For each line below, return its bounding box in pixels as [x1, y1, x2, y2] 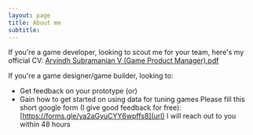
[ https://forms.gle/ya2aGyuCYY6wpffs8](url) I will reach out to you [19, 111, 236, 121]
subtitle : [8, 26, 41, 34]
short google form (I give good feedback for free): [19, 103, 182, 112]
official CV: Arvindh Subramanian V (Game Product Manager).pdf [8, 56, 219, 65]
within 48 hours [19, 119, 71, 130]
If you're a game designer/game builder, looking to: [8, 71, 174, 81]
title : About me [8, 19, 61, 27]
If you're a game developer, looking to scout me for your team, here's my [8, 48, 244, 57]
